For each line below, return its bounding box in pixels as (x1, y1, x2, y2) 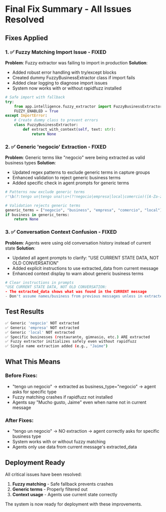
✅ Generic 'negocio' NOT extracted (5, 320, 80, 325)
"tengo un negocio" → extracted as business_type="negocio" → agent (12, 383, 156, 389)
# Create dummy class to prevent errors (14, 118, 98, 123)
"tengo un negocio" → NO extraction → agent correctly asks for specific (12, 428, 160, 434)
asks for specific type (12, 389, 57, 395)
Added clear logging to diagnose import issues (12, 80, 108, 86)
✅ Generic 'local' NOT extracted (5, 330, 75, 335)
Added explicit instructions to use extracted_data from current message (12, 265, 159, 271)
